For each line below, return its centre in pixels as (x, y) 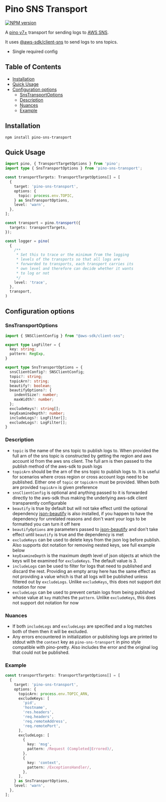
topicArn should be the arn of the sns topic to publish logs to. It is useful (86, 471)
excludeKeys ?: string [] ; (35, 408)
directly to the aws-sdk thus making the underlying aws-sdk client (80, 498)
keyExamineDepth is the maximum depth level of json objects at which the (86, 555)
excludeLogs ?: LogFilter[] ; (39, 422)
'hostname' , (35, 708)
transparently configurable (39, 503)
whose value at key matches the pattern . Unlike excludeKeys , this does (84, 597)
